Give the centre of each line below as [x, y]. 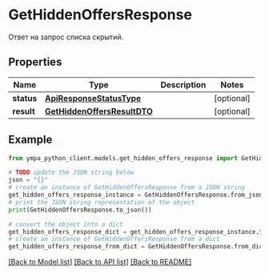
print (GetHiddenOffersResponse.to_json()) [80, 210]
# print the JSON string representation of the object [102, 202]
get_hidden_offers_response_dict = [68, 232]
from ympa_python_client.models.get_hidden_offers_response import [123, 158]
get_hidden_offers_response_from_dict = [77, 247]
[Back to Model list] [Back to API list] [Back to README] [100, 262]
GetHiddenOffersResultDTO [99, 111]
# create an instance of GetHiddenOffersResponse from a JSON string [127, 187]
